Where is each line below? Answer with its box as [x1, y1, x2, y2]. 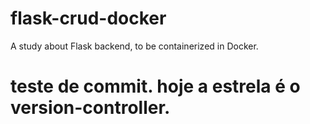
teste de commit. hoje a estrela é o [10, 75, 301, 98]
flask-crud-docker [10, 7, 167, 30]
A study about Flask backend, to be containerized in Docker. [10, 40, 259, 52]
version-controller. [10, 97, 171, 119]
